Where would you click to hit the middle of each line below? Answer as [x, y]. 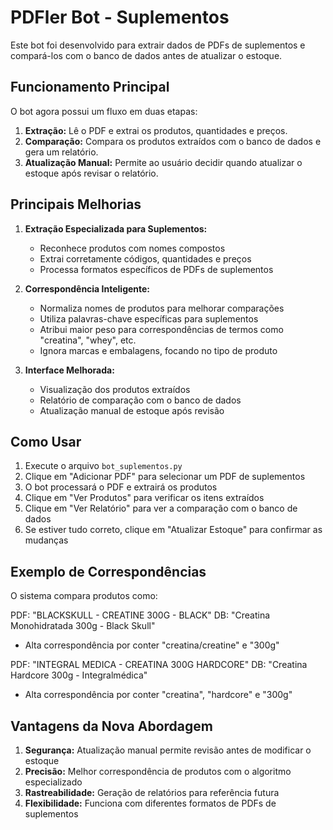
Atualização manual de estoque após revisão [132, 410]
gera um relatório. [61, 152]
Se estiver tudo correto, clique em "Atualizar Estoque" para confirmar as [173, 530]
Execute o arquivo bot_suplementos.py [103, 466]
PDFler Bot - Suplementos [120, 17]
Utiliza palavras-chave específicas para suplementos [149, 318]
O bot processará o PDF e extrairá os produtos [121, 487]
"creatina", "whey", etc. [88, 340]
